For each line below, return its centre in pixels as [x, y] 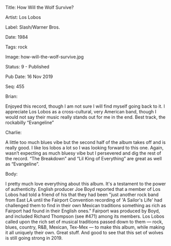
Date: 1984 [17, 37]
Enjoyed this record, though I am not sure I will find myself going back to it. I [85, 106]
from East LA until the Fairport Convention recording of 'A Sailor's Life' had [84, 200]
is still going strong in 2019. [34, 238]
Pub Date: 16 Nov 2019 [29, 77]
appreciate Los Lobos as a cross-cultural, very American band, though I [81, 112]
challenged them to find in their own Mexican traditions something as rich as [86, 205]
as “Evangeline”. [22, 164]
